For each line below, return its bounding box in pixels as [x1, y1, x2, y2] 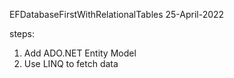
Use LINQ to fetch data [23, 58, 119, 69]
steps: [9, 28, 35, 39]
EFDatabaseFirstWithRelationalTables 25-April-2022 [9, 9, 225, 20]
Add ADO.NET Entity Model [23, 47, 137, 59]
